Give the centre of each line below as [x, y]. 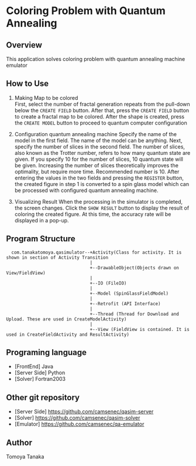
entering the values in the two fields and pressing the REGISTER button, [99, 178]
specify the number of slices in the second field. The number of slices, [100, 146]
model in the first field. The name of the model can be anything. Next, [98, 140]
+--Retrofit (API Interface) [125, 303]
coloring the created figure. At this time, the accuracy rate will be [93, 214]
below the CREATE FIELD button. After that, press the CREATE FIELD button [102, 110]
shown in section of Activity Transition [57, 257]
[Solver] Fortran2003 [40, 379]
